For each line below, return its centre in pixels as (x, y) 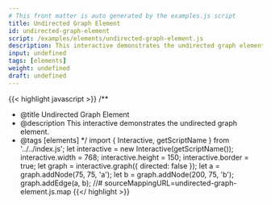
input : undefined (38, 53)
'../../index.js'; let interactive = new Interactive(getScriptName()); (127, 148)
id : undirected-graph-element (59, 31)
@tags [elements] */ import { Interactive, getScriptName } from (125, 140)
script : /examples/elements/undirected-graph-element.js (106, 38)
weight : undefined (39, 69)
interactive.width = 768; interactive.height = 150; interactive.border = (134, 157)
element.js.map (46, 191)
